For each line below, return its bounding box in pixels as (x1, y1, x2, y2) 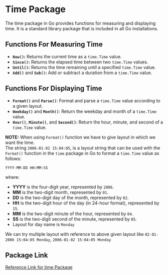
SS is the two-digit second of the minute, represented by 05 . (12, 216, 137, 222)
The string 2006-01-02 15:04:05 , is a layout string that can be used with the (5, 145, 160, 151)
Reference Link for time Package (5, 264, 73, 270)
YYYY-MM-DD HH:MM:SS (5, 165, 49, 170)
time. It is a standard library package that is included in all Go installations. (5, 25, 158, 31)
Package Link (5, 251, 48, 259)
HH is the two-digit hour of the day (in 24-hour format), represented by (12, 200, 159, 206)
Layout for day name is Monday (12, 221, 75, 227)
